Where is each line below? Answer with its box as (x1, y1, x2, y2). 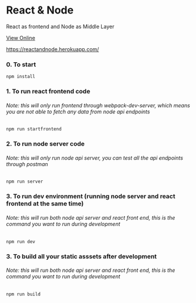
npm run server (6, 179, 44, 185)
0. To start (6, 60, 36, 68)
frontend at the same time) (6, 200, 84, 208)
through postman (6, 160, 48, 167)
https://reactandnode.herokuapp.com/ (6, 45, 99, 53)
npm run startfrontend (6, 126, 62, 132)
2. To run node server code (6, 140, 85, 148)
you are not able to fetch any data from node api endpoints (6, 108, 150, 115)
